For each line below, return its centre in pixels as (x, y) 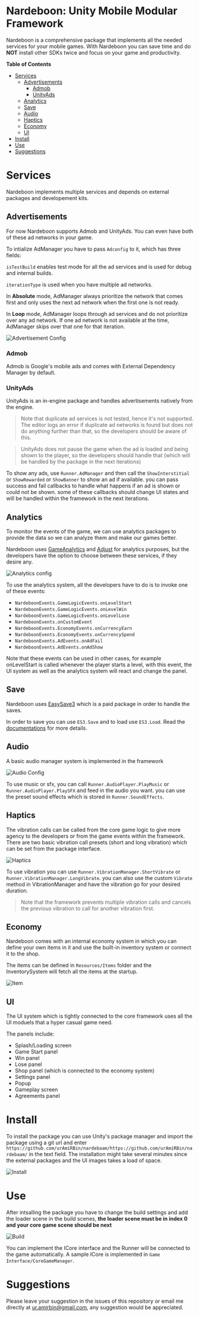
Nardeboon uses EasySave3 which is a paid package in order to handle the (98, 704)
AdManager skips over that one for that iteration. (66, 326)
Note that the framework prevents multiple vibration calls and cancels (106, 902)
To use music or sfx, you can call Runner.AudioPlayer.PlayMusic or (88, 784)
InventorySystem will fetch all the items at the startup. (72, 971)
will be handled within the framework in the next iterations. (78, 498)
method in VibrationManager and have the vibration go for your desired (93, 884)
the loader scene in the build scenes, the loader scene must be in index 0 (97, 1219)
